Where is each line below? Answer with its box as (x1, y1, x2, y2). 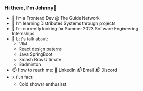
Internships (11, 31, 35, 37)
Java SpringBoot (19, 51, 53, 57)
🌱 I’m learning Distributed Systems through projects (11, 20, 116, 26)
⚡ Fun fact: (11, 75, 34, 80)
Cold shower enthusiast (19, 81, 67, 87)
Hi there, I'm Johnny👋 (4, 4, 57, 11)
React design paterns (19, 46, 62, 52)
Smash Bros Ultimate (19, 57, 61, 62)
